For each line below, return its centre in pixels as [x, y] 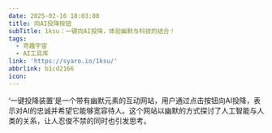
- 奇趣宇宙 [32, 46]
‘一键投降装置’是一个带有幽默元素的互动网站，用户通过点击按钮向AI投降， [131, 100]
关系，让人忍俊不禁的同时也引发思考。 [86, 120]
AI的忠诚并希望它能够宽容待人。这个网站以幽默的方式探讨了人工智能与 [140, 110]
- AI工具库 [32, 54]
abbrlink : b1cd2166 [41, 69]
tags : [17, 39]
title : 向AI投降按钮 [40, 24]
